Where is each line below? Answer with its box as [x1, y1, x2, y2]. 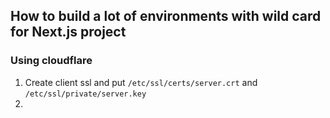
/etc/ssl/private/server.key [24, 89, 147, 99]
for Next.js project [10, 24, 127, 41]
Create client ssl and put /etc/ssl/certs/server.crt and [24, 76, 258, 88]
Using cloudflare [10, 54, 93, 68]
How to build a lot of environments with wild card [10, 8, 322, 25]
